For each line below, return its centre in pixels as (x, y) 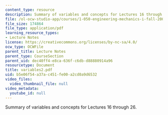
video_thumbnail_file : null (39, 84)
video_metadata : (22, 88)
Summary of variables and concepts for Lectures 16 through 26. (71, 107)
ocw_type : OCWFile (24, 47)
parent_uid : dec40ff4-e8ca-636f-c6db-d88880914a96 (59, 61)
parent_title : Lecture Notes (35, 51)
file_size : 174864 (24, 24)
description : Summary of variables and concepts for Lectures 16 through (84, 14)
